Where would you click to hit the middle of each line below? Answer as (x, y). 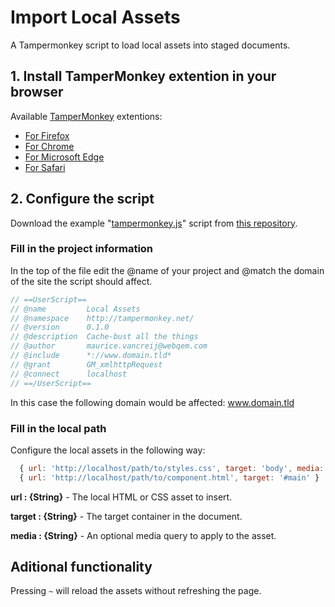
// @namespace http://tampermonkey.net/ (102, 318)
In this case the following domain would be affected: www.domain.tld (152, 402)
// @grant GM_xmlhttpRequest (86, 364)
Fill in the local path (58, 428)
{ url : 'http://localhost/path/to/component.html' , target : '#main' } (169, 477)
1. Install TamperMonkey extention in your (143, 76)
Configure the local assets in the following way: (108, 450)
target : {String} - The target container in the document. (126, 516)
